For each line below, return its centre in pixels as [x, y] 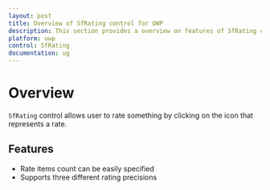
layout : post [30, 16]
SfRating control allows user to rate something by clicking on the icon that [131, 115]
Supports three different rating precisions [88, 177]
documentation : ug [39, 53]
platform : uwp [32, 38]
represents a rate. [38, 124]
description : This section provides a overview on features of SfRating [133, 31]
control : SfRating [39, 46]
